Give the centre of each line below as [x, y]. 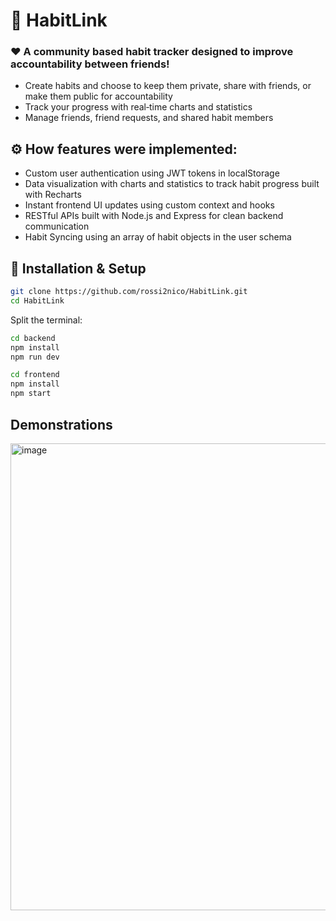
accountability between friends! [90, 64]
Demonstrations [61, 424]
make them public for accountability [98, 96]
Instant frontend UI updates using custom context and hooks [149, 205]
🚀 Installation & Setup [78, 268]
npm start [31, 394]
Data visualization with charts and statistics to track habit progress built [172, 184]
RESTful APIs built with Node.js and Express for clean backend [154, 216]
